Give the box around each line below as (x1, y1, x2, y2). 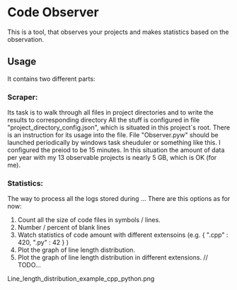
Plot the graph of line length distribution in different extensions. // (17, 253, 209, 262)
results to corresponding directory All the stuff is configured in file (7, 116, 200, 124)
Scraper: (7, 92, 38, 102)
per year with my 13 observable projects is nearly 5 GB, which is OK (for (7, 153, 217, 162)
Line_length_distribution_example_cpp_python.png (7, 274, 155, 283)
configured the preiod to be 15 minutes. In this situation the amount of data (7, 146, 225, 154)
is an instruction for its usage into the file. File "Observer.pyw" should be (7, 131, 219, 139)
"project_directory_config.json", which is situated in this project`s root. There (7, 123, 231, 132)
